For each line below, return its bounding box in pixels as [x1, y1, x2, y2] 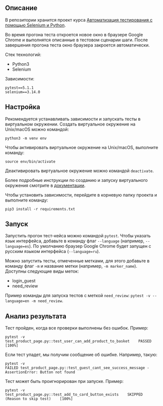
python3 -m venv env [5, 136, 47, 141]
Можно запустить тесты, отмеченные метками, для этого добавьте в [5, 258, 150, 264]
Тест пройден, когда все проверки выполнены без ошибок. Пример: [5, 325, 148, 331]
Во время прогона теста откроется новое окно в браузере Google [5, 31, 143, 37]
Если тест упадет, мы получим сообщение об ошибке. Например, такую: [5, 352, 158, 357]
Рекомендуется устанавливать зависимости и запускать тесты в [5, 116, 141, 122]
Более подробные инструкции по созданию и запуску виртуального [5, 177, 148, 183]
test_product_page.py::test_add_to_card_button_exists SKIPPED [5, 392, 143, 397]
